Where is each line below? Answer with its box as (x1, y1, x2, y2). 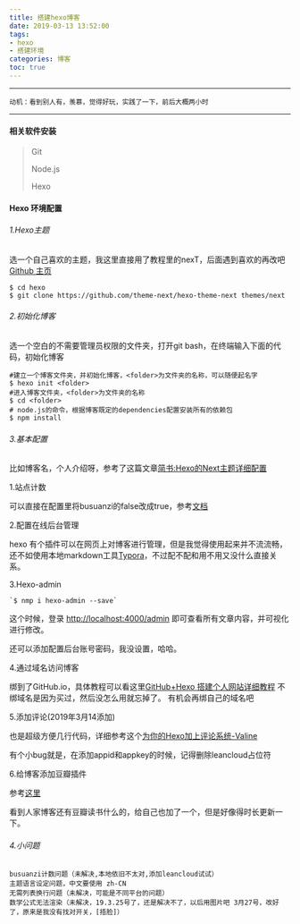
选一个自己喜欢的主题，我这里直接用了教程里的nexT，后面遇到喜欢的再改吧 (9, 254, 286, 265)
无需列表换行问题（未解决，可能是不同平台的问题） (9, 889, 170, 898)
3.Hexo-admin (9, 579, 62, 590)
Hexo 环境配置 (9, 202, 62, 213)
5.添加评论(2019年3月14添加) (9, 712, 116, 723)
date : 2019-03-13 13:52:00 (9, 21, 110, 30)
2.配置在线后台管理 (9, 520, 79, 530)
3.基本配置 (9, 433, 48, 444)
